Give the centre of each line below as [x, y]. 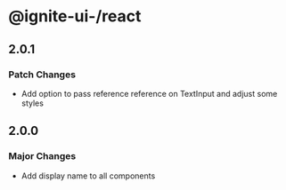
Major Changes [42, 156]
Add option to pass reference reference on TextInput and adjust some [149, 93]
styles [32, 103]
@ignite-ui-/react [75, 16]
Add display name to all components [88, 176]
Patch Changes [42, 75]
